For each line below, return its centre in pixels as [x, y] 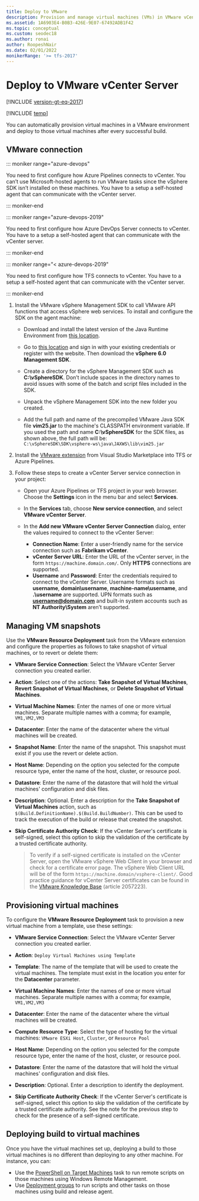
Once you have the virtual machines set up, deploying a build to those [91, 1148]
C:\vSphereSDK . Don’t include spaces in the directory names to [102, 378]
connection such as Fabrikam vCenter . [80, 550]
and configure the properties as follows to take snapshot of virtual [87, 647]
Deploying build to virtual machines [73, 1134]
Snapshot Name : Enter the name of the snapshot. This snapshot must [100, 747]
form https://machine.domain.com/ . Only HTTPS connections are [112, 563]
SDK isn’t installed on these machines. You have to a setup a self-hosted [94, 188]
